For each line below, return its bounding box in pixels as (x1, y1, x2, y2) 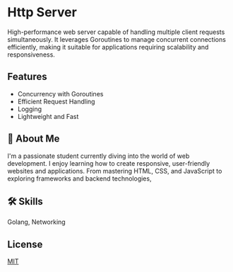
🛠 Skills (7, 195, 44, 208)
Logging (17, 104, 42, 113)
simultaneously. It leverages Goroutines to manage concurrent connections (7, 35, 226, 43)
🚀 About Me (7, 132, 60, 145)
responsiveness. (7, 50, 55, 59)
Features (7, 71, 47, 83)
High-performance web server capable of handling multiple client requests (7, 28, 225, 36)
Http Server (7, 4, 78, 21)
